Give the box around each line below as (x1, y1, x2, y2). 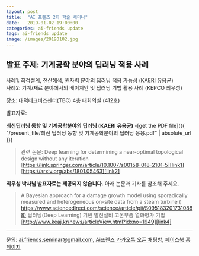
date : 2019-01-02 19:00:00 (6, 20, 78, 26)
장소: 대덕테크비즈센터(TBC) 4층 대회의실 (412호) (6, 96, 120, 104)
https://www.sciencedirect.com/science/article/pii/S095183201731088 (20, 204, 193, 211)
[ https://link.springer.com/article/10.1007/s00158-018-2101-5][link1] (20, 161, 185, 168)
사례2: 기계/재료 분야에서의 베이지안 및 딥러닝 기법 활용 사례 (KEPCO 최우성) (6, 84, 182, 91)
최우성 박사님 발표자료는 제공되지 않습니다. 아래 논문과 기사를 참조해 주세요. (6, 179, 179, 187)
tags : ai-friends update (6, 31, 68, 37)
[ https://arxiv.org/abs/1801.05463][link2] (20, 167, 120, 175)
